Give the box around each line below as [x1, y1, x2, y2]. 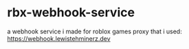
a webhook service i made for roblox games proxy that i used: [7, 27, 182, 35]
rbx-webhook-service [7, 5, 135, 20]
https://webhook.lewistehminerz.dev [7, 34, 111, 42]
